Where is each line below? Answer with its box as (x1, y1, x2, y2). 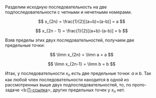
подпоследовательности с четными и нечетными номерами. (5, 9, 132, 15)
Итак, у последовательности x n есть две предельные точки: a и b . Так (5, 70, 152, 77)
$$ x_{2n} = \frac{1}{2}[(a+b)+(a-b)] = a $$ (38, 19, 125, 24)
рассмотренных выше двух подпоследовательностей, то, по (5, 82, 131, 87)
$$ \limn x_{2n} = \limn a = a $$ (50, 52, 114, 57)
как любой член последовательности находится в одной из (5, 77, 129, 83)
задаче (5, 87, 20, 93)
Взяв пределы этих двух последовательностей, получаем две (5, 37, 135, 43)
